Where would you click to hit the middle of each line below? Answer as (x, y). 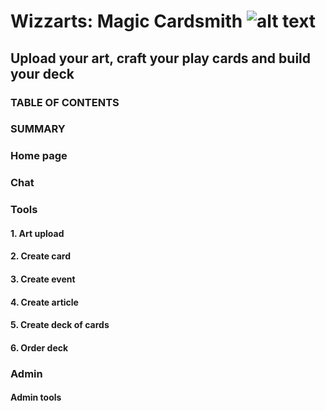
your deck (42, 73)
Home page (39, 156)
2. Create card (41, 256)
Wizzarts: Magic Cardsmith (126, 21)
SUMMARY (38, 129)
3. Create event (43, 279)
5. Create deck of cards (60, 325)
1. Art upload (37, 233)
